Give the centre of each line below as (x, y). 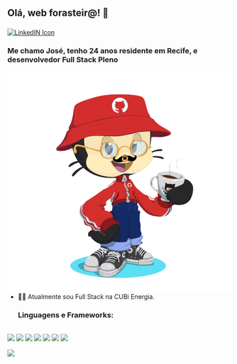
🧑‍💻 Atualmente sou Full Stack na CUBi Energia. (86, 296)
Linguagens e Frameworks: (66, 314)
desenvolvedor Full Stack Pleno (63, 59)
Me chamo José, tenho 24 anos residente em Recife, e (103, 51)
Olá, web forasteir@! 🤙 (58, 13)
